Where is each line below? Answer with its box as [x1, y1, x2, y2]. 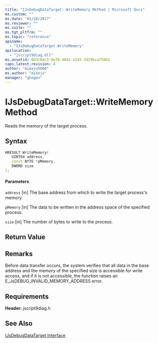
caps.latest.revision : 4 [5, 62, 56, 66]
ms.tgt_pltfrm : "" [5, 30, 42, 35]
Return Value [5, 233, 45, 241]
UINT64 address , [11, 154, 45, 159]
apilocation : [5, 48, 32, 53]
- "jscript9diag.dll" [9, 52, 54, 58]
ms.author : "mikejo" [5, 71, 47, 76]
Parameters [5, 179, 29, 185]
